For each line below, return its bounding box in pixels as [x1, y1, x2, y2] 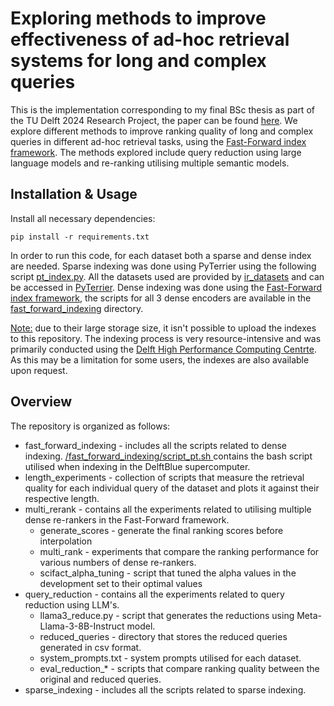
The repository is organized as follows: [10, 420, 171, 432]
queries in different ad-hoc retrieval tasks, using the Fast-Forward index [10, 135, 307, 147]
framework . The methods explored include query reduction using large [10, 146, 302, 158]
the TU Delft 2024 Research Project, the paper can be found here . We [10, 114, 298, 126]
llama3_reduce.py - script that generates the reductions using [39, 609, 295, 621]
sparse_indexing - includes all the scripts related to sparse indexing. [24, 683, 307, 696]
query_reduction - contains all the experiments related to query [24, 588, 285, 600]
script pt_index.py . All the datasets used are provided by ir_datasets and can [10, 270, 325, 282]
